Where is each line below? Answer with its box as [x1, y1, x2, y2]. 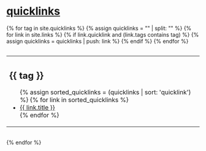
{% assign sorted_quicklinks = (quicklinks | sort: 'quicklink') [20, 88, 191, 97]
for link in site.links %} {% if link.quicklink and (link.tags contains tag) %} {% [6, 31, 199, 38]
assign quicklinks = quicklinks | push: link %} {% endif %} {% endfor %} [6, 37, 189, 45]
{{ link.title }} [20, 103, 55, 112]
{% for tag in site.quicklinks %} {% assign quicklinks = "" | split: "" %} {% [6, 24, 192, 32]
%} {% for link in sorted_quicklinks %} [20, 96, 129, 105]
